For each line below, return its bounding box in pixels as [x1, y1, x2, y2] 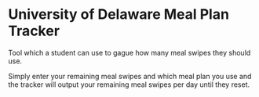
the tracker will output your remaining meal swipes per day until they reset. [8, 80, 250, 89]
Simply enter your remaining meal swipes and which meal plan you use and [8, 71, 252, 81]
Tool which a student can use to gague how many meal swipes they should [8, 48, 251, 57]
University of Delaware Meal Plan [8, 5, 230, 23]
